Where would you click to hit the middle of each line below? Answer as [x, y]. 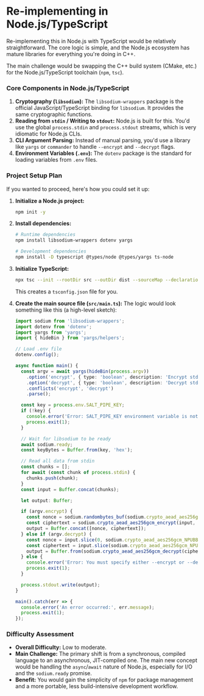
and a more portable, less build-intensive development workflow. [97, 686]
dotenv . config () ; [37, 355]
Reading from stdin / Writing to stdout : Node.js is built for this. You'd [102, 121]
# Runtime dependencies [45, 235]
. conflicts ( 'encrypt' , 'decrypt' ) [70, 389]
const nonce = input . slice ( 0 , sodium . [76, 540]
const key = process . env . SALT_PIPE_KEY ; [73, 405]
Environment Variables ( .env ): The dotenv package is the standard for [103, 153]
